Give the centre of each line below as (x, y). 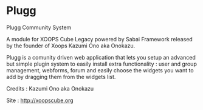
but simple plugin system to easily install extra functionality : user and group (102, 64)
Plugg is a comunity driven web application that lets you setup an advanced (101, 57)
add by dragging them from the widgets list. (61, 77)
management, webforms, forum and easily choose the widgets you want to (100, 70)
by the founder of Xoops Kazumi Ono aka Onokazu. (71, 46)
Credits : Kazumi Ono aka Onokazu (50, 88)
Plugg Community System (39, 27)
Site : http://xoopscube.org (40, 100)
